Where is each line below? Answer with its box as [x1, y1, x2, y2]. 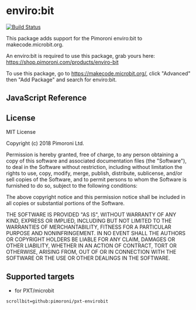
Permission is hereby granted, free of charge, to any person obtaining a [6, 151, 178, 159]
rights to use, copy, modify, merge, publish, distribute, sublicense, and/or [6, 170, 183, 177]
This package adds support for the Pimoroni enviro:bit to [6, 35, 143, 42]
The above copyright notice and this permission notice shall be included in [6, 194, 185, 201]
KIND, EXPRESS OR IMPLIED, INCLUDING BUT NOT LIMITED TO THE [6, 218, 172, 225]
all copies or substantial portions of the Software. [6, 200, 125, 207]
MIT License [6, 129, 36, 136]
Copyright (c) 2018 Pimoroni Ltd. [6, 140, 85, 147]
